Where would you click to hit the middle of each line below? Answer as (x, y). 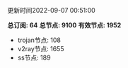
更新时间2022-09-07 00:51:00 (51, 10)
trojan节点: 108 (39, 40)
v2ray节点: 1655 (41, 49)
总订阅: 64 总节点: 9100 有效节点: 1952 (64, 25)
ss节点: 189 (34, 57)
